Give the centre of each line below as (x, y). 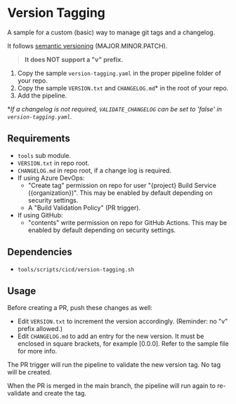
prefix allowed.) (40, 329)
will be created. (29, 372)
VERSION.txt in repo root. (53, 163)
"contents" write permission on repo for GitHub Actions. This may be (127, 222)
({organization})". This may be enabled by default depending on (120, 193)
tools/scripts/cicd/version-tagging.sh (76, 269)
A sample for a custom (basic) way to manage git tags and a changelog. (111, 32)
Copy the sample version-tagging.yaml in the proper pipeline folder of (119, 73)
